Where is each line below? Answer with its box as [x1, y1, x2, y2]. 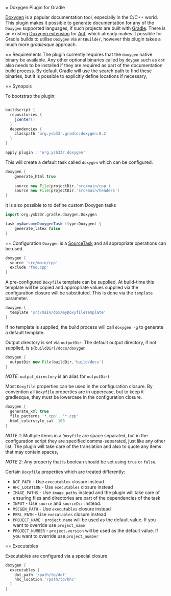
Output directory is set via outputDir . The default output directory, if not [5, 339, 157, 345]
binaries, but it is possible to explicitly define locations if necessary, [5, 73, 148, 79]
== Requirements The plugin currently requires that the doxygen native [5, 51, 153, 57]
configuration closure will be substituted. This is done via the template [5, 290, 153, 296]
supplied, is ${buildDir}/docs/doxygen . [5, 345, 87, 351]
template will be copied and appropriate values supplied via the [5, 284, 139, 291]
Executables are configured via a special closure [5, 552, 108, 559]
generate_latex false [14, 226, 60, 231]
